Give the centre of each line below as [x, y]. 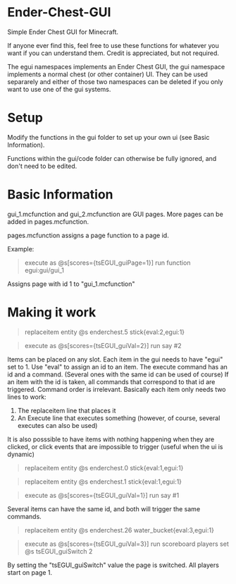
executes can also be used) [57, 425]
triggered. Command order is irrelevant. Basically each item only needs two [117, 389]
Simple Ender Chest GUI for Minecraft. [63, 32]
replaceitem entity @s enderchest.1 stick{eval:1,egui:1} [103, 482]
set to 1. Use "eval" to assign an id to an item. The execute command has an [117, 367]
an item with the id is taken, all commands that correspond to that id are [111, 381]
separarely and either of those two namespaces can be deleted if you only [115, 81]
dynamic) [21, 454]
